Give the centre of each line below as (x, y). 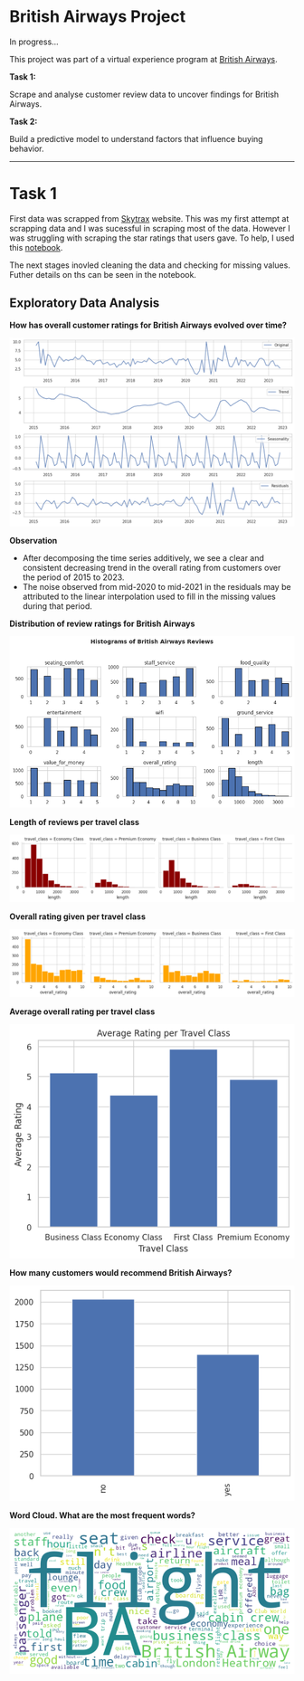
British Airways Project (98, 17)
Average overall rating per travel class (82, 1011)
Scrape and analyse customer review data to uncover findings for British (144, 94)
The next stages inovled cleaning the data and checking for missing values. (150, 265)
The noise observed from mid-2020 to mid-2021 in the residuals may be (157, 587)
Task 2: (24, 121)
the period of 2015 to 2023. (73, 577)
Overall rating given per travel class (78, 916)
